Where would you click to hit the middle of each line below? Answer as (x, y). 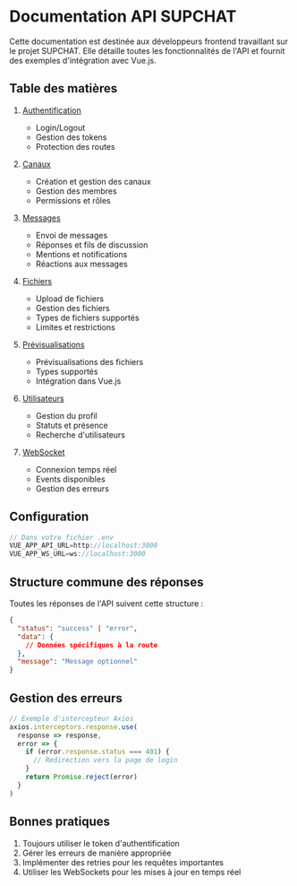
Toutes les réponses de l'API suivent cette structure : (106, 604)
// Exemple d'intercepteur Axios (72, 718)
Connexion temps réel (76, 469)
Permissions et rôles (73, 200)
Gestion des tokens (71, 137)
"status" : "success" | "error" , (78, 628)
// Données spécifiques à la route (92, 645)
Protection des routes (75, 146)
